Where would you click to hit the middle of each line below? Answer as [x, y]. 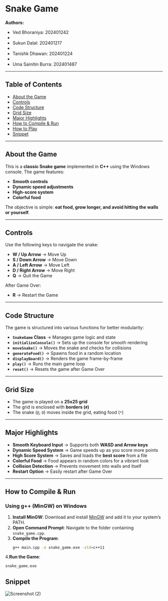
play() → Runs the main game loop [49, 364]
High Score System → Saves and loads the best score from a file [80, 455]
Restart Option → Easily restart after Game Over [62, 471]
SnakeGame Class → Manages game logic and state [64, 337]
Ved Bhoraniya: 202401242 [40, 32]
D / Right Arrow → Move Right [43, 270]
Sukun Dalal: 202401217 [37, 43]
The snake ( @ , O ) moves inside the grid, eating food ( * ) [68, 412]
